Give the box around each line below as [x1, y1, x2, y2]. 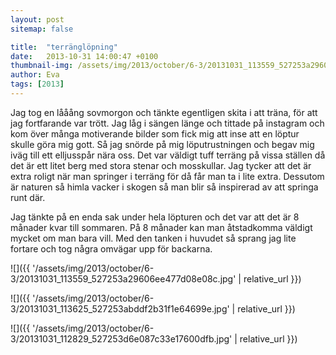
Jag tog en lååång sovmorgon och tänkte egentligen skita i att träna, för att [10, 106, 318, 118]
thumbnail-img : [10, 61, 74, 71]
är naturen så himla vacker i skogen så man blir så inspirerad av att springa [10, 181, 319, 193]
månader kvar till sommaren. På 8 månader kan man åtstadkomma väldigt [10, 221, 313, 233]
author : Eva [10, 70, 60, 80]
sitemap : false [10, 24, 74, 34]
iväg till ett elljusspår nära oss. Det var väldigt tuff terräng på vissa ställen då [10, 149, 326, 161]
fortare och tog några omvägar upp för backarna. [10, 242, 213, 255]
